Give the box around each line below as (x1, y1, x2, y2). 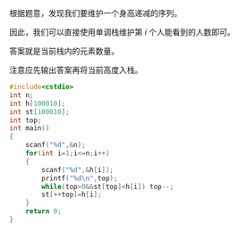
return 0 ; (25, 207, 63, 216)
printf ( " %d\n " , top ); (41, 173, 118, 183)
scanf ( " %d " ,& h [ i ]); (41, 165, 115, 174)
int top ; (9, 115, 42, 125)
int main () (9, 124, 50, 133)
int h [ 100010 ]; (9, 99, 66, 108)
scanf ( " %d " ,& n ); (25, 141, 87, 150)
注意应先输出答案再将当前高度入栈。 (9, 65, 143, 75)
